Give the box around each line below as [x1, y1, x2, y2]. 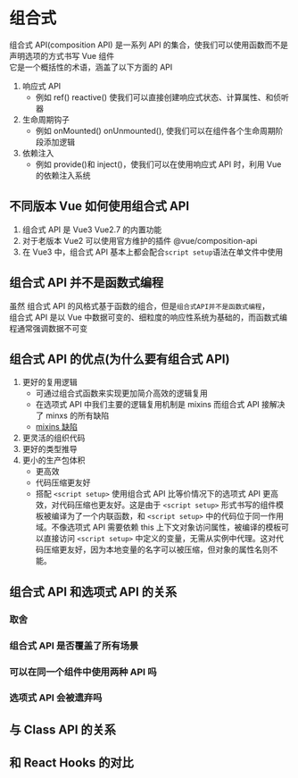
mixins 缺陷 [35, 422, 78, 432]
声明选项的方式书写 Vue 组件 [9, 50, 114, 61]
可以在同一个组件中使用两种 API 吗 [9, 665, 158, 678]
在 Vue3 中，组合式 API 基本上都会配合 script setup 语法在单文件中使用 [21, 247, 284, 257]
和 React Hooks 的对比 [9, 756, 134, 771]
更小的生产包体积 [21, 455, 86, 465]
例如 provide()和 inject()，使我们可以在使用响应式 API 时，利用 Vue [35, 158, 282, 170]
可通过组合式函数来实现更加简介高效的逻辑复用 [35, 388, 208, 398]
